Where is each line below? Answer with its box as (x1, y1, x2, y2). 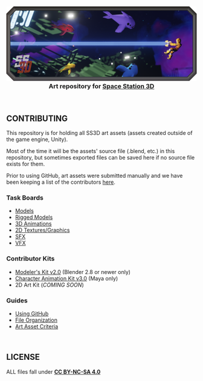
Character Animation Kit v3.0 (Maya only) (14, 275, 118, 282)
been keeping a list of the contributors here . (6, 178, 116, 186)
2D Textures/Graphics (14, 227, 70, 234)
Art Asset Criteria (14, 322, 59, 330)
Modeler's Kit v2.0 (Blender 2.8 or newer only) (14, 268, 131, 275)
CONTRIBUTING (6, 113, 68, 123)
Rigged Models (14, 213, 53, 221)
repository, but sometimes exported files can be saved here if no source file (6, 154, 195, 161)
